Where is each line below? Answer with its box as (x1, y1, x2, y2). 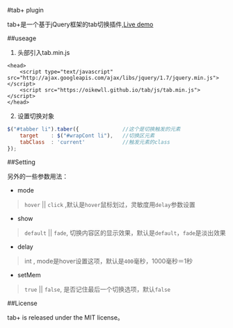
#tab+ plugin (7, 6, 44, 14)
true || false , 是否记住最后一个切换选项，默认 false (24, 285, 171, 293)
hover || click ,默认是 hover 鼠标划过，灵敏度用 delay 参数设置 (24, 200, 196, 208)
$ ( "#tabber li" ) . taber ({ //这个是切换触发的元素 (7, 126, 181, 133)
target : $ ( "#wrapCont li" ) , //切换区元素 (19, 132, 155, 139)
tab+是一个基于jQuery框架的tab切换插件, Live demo (7, 20, 154, 28)
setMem (17, 270, 42, 279)
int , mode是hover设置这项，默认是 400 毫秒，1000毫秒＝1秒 (24, 256, 193, 265)
